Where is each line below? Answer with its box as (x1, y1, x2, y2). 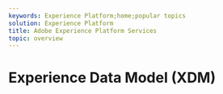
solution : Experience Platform (8, 19, 114, 27)
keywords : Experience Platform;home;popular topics (8, 11, 186, 20)
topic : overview (8, 34, 63, 43)
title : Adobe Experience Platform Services (8, 27, 158, 35)
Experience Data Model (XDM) (8, 69, 217, 87)
